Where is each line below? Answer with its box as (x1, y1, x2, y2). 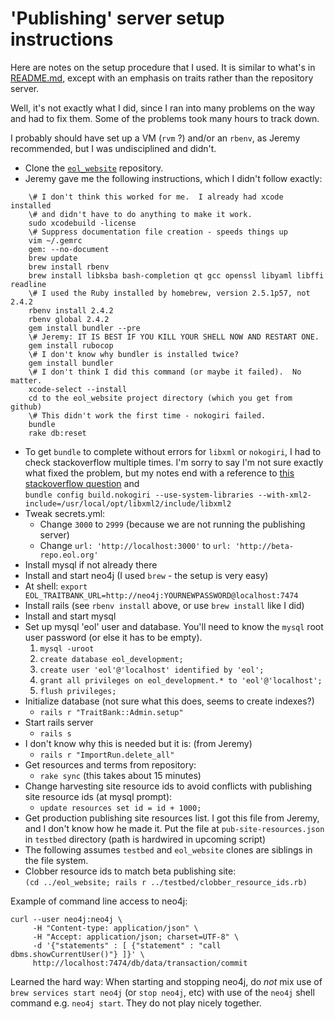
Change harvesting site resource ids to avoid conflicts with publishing (24, 780, 313, 792)
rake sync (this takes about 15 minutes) (39, 769, 202, 781)
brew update (28, 253, 78, 263)
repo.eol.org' (39, 550, 99, 560)
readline (10, 279, 47, 289)
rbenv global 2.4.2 (28, 314, 110, 324)
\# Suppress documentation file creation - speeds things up (28, 227, 288, 237)
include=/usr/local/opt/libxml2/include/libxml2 (24, 498, 232, 509)
